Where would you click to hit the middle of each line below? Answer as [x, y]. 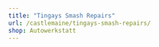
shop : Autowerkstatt [43, 30]
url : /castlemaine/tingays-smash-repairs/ [79, 23]
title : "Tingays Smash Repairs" [62, 16]
